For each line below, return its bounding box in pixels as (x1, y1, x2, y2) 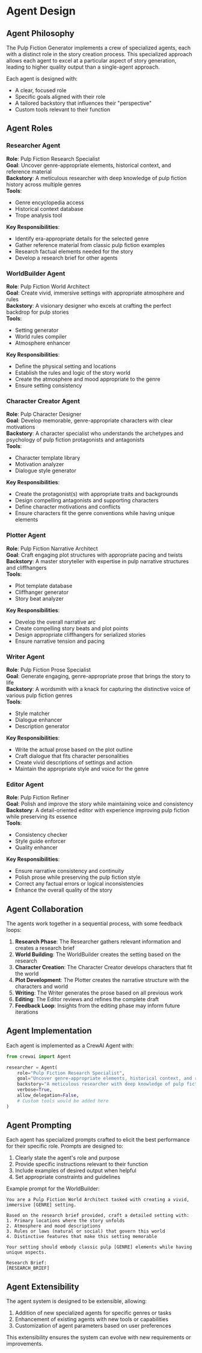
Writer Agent (6, 652, 45, 661)
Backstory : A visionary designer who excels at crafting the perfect (6, 302, 171, 309)
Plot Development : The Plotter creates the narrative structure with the (14, 976, 189, 983)
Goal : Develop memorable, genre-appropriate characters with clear (6, 417, 173, 424)
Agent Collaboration (6, 904, 84, 914)
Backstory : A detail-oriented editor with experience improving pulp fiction (6, 807, 190, 814)
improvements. (6, 1340, 43, 1348)
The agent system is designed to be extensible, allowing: (6, 1298, 147, 1305)
